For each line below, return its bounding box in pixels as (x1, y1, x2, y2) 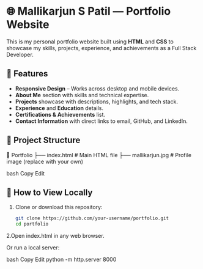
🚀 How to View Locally (6, 187, 93, 197)
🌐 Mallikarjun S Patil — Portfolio (6, 4, 171, 18)
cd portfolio (15, 221, 49, 227)
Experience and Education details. (15, 104, 104, 111)
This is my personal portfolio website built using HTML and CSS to (6, 38, 174, 45)
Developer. (6, 51, 34, 58)
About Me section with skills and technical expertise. (15, 91, 149, 98)
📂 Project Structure (6, 135, 81, 146)
